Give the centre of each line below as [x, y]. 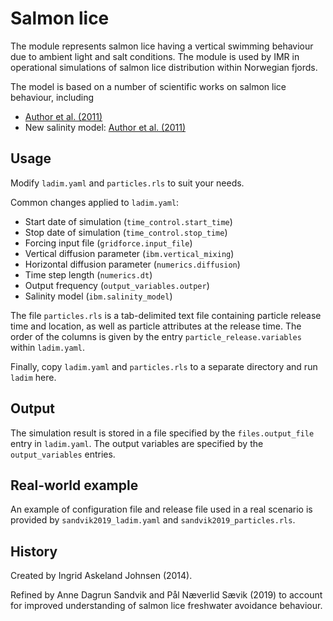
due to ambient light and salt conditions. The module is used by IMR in [155, 56]
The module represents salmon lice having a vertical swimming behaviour [162, 46]
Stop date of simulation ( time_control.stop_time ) [126, 232]
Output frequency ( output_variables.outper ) [117, 285]
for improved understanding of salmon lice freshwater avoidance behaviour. [166, 606]
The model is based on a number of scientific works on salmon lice [148, 86]
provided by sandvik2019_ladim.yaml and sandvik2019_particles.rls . [153, 520]
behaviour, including [52, 97]
